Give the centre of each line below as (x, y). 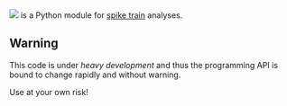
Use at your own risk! (49, 92)
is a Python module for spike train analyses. (102, 15)
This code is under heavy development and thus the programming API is (143, 65)
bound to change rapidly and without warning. (95, 75)
